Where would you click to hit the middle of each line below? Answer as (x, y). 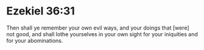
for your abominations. (35, 40)
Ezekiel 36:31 (40, 11)
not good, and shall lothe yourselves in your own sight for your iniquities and (102, 34)
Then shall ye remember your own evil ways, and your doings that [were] (98, 28)
